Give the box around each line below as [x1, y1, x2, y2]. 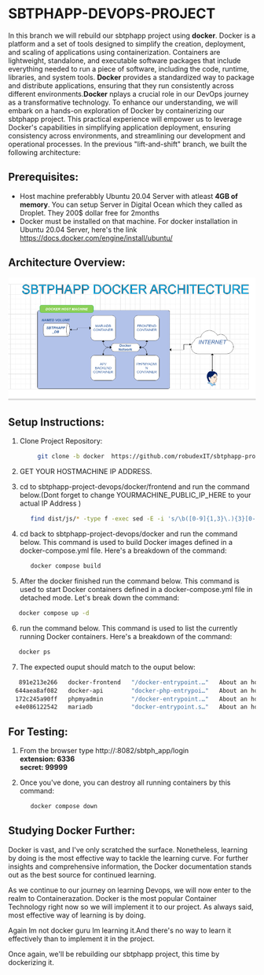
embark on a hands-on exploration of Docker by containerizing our [8, 105, 225, 115]
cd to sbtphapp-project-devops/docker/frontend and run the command [19, 482, 250, 491]
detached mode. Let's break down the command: [19, 593, 179, 602]
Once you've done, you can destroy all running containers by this [19, 778, 231, 787]
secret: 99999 [19, 763, 68, 772]
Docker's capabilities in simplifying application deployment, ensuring [8, 123, 231, 132]
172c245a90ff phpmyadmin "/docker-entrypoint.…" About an [15, 695, 247, 703]
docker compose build [30, 562, 101, 570]
